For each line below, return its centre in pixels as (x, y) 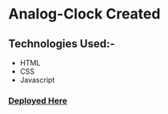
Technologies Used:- (62, 44)
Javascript (37, 80)
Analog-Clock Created (84, 14)
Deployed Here (38, 100)
